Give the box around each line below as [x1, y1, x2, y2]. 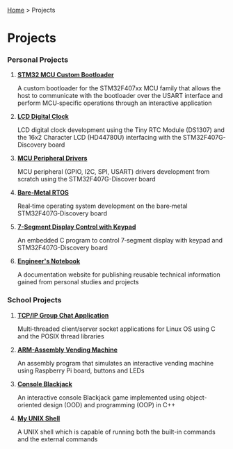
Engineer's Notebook [17, 257, 81, 266]
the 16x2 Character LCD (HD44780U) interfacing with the [17, 133, 182, 142]
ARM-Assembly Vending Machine [17, 345, 118, 354]
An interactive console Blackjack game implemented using [17, 393, 185, 402]
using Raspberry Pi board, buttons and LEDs [17, 366, 145, 375]
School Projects [7, 295, 62, 305]
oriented [17, 400, 42, 409]
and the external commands [17, 434, 98, 443]
